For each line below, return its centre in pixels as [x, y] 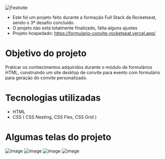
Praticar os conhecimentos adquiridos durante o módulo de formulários [79, 67]
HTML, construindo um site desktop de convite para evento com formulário [83, 72]
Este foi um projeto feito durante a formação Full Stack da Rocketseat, [84, 17]
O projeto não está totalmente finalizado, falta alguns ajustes [75, 28]
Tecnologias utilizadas [53, 98]
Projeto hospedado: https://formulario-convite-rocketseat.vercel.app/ [84, 33]
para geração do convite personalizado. [46, 78]
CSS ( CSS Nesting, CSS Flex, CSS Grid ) [54, 117]
